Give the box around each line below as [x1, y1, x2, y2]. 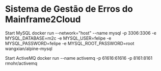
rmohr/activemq [5, 60, 38, 66]
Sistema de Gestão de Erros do [5, 3, 134, 15]
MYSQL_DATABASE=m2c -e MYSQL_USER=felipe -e [5, 35, 111, 41]
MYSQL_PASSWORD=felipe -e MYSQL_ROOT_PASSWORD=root [5, 40, 134, 46]
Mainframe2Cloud [5, 14, 81, 25]
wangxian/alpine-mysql [5, 46, 53, 51]
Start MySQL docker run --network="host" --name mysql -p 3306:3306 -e [5, 30, 157, 36]
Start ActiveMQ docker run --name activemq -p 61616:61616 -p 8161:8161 [5, 55, 153, 61]
